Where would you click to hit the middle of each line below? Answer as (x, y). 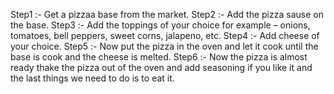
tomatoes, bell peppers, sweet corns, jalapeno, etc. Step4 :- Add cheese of (165, 35)
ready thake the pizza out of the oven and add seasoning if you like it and (161, 67)
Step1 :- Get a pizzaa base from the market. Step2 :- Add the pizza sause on (167, 14)
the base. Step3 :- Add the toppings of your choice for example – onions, (160, 25)
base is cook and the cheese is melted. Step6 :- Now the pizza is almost (159, 57)
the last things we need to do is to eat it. (92, 78)
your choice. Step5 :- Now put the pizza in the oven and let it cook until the (164, 46)
